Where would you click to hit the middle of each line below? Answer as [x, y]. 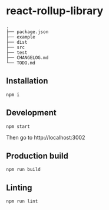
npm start [18, 126]
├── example [21, 37]
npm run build [24, 170]
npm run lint [22, 201]
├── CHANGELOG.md [27, 57]
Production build [37, 156]
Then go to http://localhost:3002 [46, 137]
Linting [19, 188]
